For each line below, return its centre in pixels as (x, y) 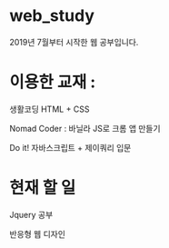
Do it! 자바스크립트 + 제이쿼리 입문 (70, 147)
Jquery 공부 (31, 214)
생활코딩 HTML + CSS (50, 109)
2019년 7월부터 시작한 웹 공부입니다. (74, 42)
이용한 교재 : (53, 82)
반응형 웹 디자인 (38, 233)
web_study (52, 16)
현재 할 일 (43, 188)
